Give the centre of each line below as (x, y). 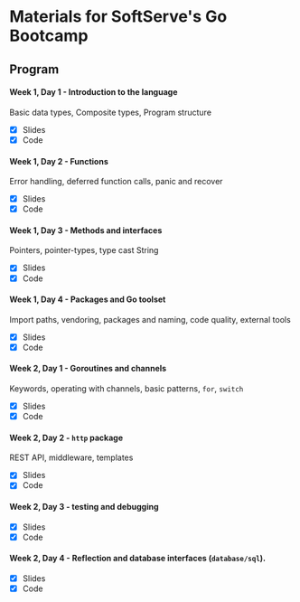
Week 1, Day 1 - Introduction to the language (94, 92)
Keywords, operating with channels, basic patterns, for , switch (127, 389)
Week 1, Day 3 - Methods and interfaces (86, 230)
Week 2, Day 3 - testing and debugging (84, 507)
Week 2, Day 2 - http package (66, 437)
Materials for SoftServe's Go (118, 17)
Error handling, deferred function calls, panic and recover (116, 182)
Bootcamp (49, 36)
